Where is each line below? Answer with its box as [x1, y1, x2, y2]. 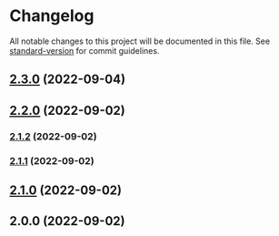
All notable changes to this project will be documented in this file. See [9, 36, 271, 46]
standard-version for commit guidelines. [9, 45, 160, 56]
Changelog [9, 5, 95, 26]
